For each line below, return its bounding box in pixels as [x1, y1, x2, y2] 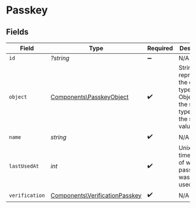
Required [147, 45, 173, 52]
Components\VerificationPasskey [50, 191, 142, 199]
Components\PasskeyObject [50, 93, 129, 101]
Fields [6, 27, 29, 37]
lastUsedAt [9, 163, 39, 169]
